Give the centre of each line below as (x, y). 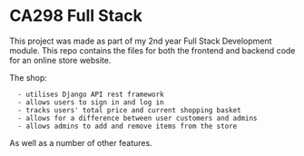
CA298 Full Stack (76, 16)
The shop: (29, 77)
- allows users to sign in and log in (91, 102)
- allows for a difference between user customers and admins (137, 118)
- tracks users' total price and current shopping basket (130, 110)
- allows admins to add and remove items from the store (127, 126)
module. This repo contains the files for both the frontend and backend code (152, 50)
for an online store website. (60, 60)
